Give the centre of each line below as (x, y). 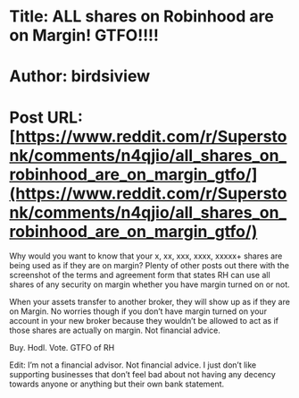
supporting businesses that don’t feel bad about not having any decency (143, 375)
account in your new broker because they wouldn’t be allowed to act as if (144, 321)
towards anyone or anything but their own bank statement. (117, 384)
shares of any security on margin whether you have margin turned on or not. (149, 284)
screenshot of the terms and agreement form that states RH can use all (140, 275)
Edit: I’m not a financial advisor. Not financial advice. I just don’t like (133, 365)
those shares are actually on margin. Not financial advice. (115, 330)
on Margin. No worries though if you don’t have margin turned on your (138, 311)
